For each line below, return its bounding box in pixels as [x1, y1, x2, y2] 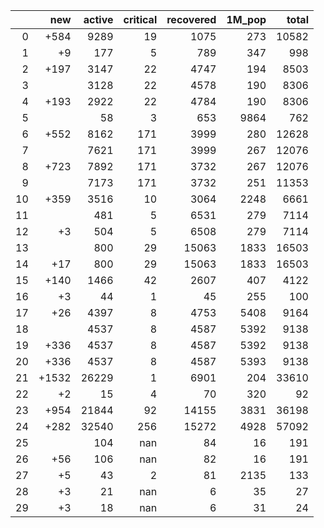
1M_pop [226, 13, 267, 26]
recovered [166, 13, 217, 26]
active [83, 13, 114, 26]
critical [123, 13, 158, 26]
